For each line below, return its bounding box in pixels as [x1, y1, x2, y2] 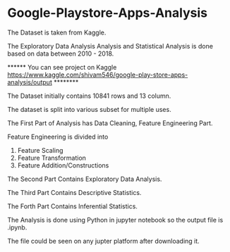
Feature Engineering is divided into [7, 132, 109, 141]
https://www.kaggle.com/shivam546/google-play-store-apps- [7, 70, 188, 79]
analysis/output [7, 77, 53, 86]
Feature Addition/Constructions [17, 160, 109, 170]
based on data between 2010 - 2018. [7, 49, 114, 58]
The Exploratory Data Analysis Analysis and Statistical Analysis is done [7, 42, 214, 50]
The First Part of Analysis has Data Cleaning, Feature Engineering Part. [7, 118, 213, 127]
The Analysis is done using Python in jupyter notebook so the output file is [7, 215, 224, 224]
